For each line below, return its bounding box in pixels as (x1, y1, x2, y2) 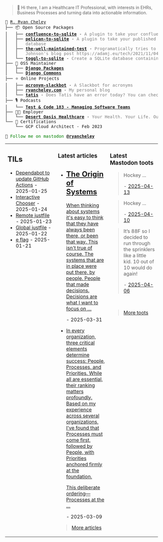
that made (66, 281, 89, 288)
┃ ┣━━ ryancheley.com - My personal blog (5, 88, 110, 92)
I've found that (66, 424, 99, 431)
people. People (66, 275, 100, 282)
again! (123, 270, 138, 277)
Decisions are (66, 293, 98, 300)
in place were (66, 263, 97, 270)
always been (66, 226, 95, 233)
